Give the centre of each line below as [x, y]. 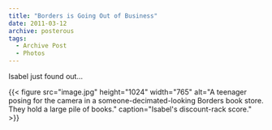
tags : [17, 38]
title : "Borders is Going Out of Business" [83, 16]
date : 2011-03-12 [38, 23]
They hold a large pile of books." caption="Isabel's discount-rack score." [130, 109]
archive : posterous [41, 31]
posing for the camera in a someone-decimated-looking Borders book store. [136, 101]
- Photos [30, 53]
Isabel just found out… [46, 76]
